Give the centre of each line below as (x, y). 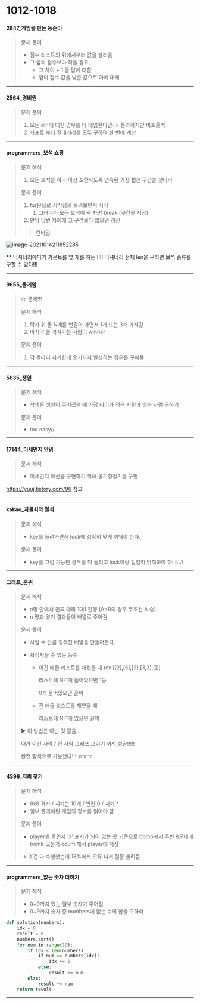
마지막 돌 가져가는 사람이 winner (67, 332)
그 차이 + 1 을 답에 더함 (65, 70)
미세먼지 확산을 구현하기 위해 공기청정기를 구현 (84, 476)
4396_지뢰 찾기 (24, 777)
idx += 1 (59, 962)
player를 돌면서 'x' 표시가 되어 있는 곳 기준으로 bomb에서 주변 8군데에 (111, 836)
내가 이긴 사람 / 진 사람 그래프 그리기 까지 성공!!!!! (78, 743)
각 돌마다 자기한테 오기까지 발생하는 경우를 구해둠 (87, 357)
